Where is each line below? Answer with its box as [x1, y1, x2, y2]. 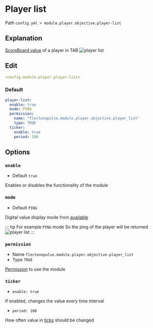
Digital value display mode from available [5, 214, 89, 220]
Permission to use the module [5, 266, 65, 272]
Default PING [12, 205, 37, 210]
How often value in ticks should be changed [5, 317, 94, 323]
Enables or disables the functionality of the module [5, 182, 108, 188]
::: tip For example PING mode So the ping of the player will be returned [5, 224, 149, 230]
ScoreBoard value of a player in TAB [5, 47, 79, 53]
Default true [12, 173, 37, 179]
